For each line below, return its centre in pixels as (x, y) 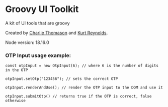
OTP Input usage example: (38, 55)
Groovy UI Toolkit (42, 9)
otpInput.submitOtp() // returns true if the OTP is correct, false (78, 96)
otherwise (16, 101)
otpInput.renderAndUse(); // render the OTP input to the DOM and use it (84, 88)
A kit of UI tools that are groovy (37, 23)
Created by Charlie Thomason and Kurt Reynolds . (57, 32)
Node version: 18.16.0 (27, 42)
